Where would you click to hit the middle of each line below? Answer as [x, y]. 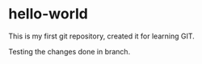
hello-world [48, 14]
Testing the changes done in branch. [69, 51]
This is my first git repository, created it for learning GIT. [102, 36]
